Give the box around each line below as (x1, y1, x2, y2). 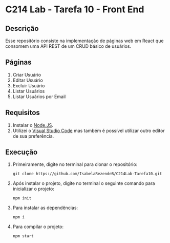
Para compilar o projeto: (12, 223, 64, 230)
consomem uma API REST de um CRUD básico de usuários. (5, 43, 132, 49)
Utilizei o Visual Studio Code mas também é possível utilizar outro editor (12, 127, 165, 134)
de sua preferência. (12, 133, 54, 139)
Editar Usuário (12, 77, 44, 83)
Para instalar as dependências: (12, 204, 78, 211)
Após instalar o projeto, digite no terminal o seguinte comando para (12, 180, 155, 186)
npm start (12, 234, 34, 239)
